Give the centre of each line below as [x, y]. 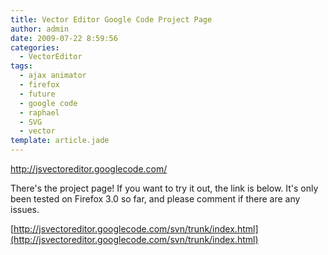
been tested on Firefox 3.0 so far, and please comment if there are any [155, 199]
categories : [35, 47]
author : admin [40, 29]
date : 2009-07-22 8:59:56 [64, 38]
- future [37, 94]
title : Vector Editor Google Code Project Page [111, 19]
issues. [25, 209]
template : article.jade [60, 141]
